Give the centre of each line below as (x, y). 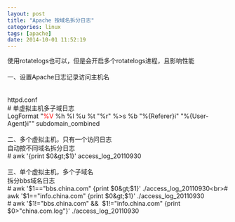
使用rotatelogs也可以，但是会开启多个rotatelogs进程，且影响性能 (101, 61)
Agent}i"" (21, 124)
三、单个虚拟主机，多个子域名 (50, 172)
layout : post (26, 14)
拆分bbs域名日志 (31, 181)
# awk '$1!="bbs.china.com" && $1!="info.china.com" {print (94, 204)
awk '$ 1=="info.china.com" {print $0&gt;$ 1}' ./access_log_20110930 (106, 196)
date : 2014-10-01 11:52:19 (47, 40)
